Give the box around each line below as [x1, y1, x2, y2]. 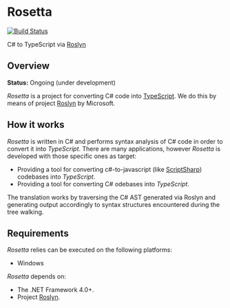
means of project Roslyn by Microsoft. [7, 99, 116, 107]
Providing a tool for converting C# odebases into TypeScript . [17, 179, 189, 188]
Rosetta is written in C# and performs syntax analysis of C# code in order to [7, 137, 223, 145]
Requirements [7, 228, 69, 239]
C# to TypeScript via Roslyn [7, 40, 86, 48]
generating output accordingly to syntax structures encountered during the [7, 200, 220, 208]
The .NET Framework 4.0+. [17, 286, 94, 294]
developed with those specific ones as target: [7, 152, 136, 160]
